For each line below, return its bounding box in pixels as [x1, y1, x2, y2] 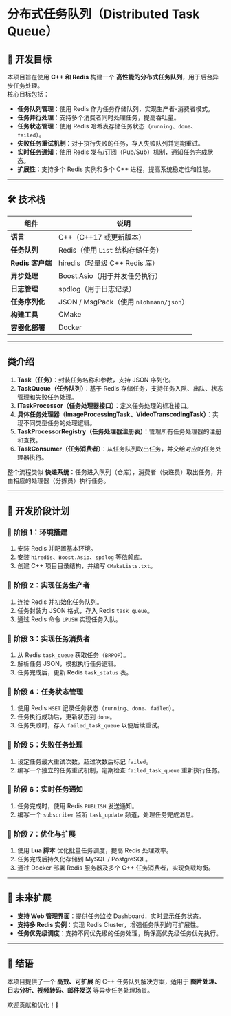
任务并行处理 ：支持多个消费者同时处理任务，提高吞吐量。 [16, 113, 180, 121]
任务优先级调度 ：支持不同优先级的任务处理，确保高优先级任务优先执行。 [16, 929, 222, 937]
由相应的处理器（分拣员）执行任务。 [7, 476, 110, 485]
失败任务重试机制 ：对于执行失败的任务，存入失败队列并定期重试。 [16, 139, 204, 147]
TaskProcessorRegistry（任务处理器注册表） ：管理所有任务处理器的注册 [16, 427, 222, 436]
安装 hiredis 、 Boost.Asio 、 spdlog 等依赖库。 [16, 553, 146, 561]
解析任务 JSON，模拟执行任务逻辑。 [16, 659, 120, 667]
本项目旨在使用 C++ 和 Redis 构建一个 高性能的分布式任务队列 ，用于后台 [7, 73, 213, 81]
